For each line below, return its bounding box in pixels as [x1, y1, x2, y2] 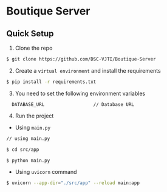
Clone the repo [15, 44, 53, 51]
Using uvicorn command [15, 168, 77, 176]
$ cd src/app [6, 147, 39, 153]
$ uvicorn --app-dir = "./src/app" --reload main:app [6, 180, 140, 186]
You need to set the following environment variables [15, 90, 146, 97]
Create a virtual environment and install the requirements [15, 67, 161, 74]
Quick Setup [6, 28, 54, 39]
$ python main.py [6, 157, 50, 164]
